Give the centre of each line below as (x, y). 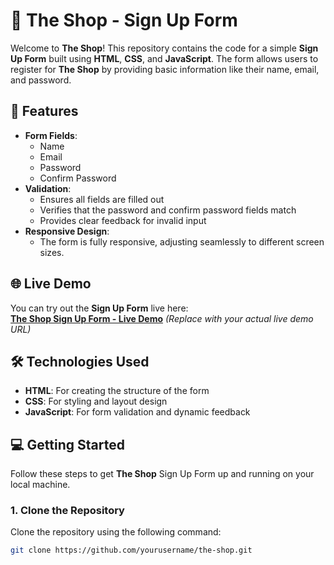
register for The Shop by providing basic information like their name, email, (165, 69)
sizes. (52, 252)
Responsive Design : (67, 231)
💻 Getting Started (67, 444)
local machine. (40, 485)
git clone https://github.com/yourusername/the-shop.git (131, 550)
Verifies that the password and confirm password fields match (168, 210)
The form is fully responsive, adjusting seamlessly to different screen (182, 241)
